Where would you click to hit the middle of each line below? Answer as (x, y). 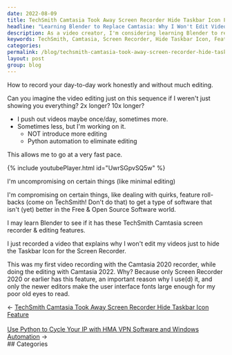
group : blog (24, 65)
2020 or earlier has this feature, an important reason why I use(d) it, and (110, 279)
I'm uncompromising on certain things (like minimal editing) (91, 181)
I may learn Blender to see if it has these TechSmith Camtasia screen (105, 223)
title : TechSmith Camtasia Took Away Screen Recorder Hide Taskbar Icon (114, 20)
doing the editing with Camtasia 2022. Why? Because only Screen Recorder (115, 271)
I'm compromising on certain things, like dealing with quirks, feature (104, 194)
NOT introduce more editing (67, 134)
